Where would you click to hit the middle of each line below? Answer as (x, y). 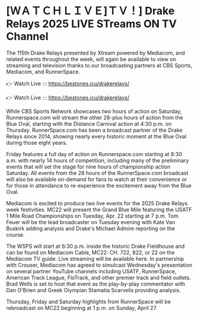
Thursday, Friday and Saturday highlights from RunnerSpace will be (88, 302)
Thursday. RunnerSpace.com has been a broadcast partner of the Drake (94, 130)
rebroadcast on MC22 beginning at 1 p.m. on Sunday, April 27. (82, 308)
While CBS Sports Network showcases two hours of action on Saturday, (94, 111)
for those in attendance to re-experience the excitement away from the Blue (99, 185)
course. (15, 234)
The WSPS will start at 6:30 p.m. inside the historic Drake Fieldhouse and (95, 246)
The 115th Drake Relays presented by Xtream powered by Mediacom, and (96, 53)
